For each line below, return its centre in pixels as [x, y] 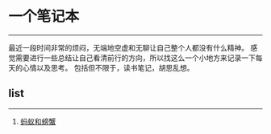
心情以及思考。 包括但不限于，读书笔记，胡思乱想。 [108, 67]
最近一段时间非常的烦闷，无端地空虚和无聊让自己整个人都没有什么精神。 [128, 47]
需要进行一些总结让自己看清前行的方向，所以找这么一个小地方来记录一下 [135, 58]
